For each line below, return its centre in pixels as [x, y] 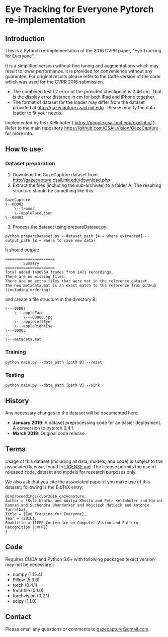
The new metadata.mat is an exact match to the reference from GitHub [81, 286]
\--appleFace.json [33, 213]
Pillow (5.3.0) [26, 580]
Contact [18, 617]
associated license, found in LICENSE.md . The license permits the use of [81, 466]
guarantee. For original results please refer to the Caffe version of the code [83, 76]
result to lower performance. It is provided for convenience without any [79, 71]
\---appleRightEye [33, 326]
